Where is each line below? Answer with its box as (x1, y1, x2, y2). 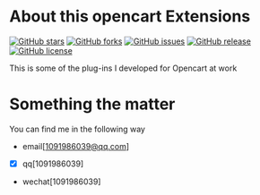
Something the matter (9, 94, 176, 114)
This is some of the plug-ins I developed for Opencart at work (9, 63, 238, 73)
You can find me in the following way (9, 123, 146, 134)
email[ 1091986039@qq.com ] (22, 140, 130, 151)
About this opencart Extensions (9, 6, 251, 27)
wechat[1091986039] (22, 176, 101, 187)
